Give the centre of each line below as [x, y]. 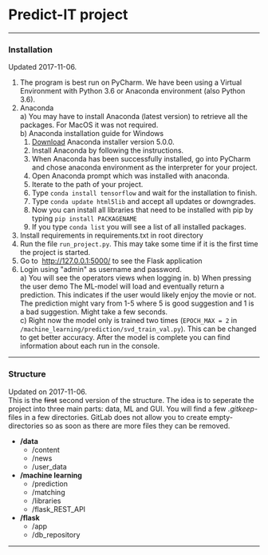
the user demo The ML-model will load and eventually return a [122, 286]
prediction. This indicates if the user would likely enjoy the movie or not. [138, 295]
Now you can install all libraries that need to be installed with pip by [142, 210]
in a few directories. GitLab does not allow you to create [115, 417]
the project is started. [55, 253]
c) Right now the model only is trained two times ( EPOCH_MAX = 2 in [128, 321]
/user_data [49, 466]
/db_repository [56, 534]
